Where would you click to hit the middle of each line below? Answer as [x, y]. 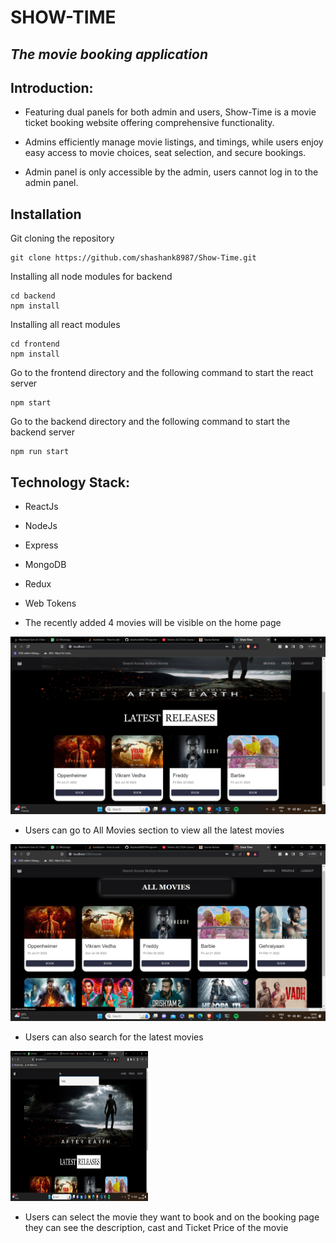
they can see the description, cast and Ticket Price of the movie [156, 1228]
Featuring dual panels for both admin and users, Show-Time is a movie [170, 112]
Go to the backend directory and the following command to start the [150, 422]
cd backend [33, 296]
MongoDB [45, 565]
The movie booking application [109, 54]
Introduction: [52, 87]
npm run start [40, 452]
